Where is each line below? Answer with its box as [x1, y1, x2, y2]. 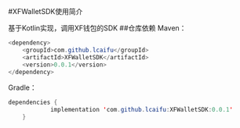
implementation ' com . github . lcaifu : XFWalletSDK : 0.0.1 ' [49, 106, 234, 114]
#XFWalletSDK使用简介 [8, 7, 83, 16]
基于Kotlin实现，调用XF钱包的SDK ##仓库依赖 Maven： [8, 23, 187, 33]
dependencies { [8, 98, 58, 107]
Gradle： [8, 83, 37, 92]
